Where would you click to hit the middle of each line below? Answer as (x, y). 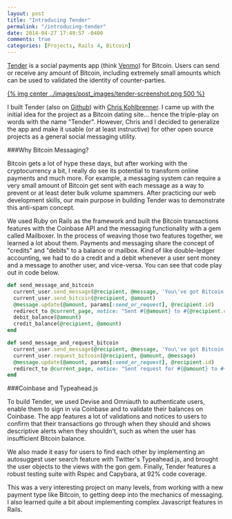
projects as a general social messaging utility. (72, 137)
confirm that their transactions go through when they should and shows (109, 424)
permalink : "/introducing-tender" (57, 26)
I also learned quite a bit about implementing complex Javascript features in (115, 502)
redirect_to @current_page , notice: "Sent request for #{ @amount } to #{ (120, 369)
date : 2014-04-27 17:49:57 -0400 (55, 33)
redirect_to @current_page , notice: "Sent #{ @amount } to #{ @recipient (117, 311)
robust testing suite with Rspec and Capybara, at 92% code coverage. (107, 474)
